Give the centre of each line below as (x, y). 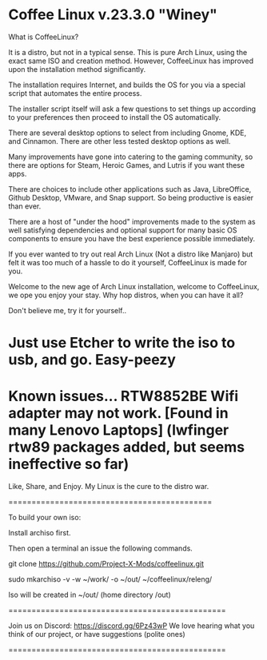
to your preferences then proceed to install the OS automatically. (115, 117)
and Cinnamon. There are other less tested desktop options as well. (120, 141)
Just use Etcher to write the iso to (122, 343)
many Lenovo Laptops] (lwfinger (119, 430)
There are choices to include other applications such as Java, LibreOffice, (130, 189)
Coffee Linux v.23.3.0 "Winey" (113, 15)
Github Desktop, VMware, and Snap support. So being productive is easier (131, 197)
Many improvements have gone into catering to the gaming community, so (131, 157)
